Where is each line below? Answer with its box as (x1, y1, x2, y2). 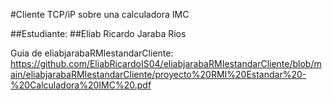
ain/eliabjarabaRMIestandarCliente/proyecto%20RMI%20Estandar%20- (10, 69, 307, 80)
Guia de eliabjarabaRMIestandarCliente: (10, 47, 174, 59)
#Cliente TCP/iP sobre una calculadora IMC (10, 9, 190, 20)
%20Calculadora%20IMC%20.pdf (10, 79, 152, 91)
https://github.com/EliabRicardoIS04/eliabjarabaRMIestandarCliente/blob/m (10, 58, 322, 69)
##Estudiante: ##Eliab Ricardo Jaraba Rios (10, 28, 187, 39)
